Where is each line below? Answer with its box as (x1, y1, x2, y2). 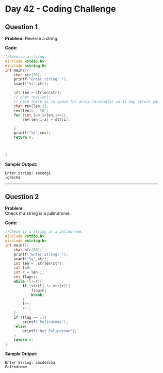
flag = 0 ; (31, 288, 47, 293)
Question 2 (5, 193, 39, 201)
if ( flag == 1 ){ (14, 315, 47, 320)
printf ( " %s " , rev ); (14, 130, 51, 135)
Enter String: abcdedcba (5, 360, 55, 365)
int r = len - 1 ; (14, 270, 45, 275)
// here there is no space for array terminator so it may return (14, 99, 151, 104)
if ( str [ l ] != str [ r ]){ (22, 283, 70, 288)
